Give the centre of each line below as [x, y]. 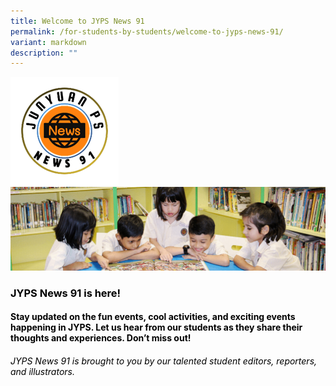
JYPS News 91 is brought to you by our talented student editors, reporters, [164, 361]
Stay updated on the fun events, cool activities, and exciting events [153, 317]
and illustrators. [43, 371]
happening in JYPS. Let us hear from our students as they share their [156, 327]
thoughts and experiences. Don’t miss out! [101, 338]
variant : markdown [48, 42]
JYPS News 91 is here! [66, 293]
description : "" [44, 53]
